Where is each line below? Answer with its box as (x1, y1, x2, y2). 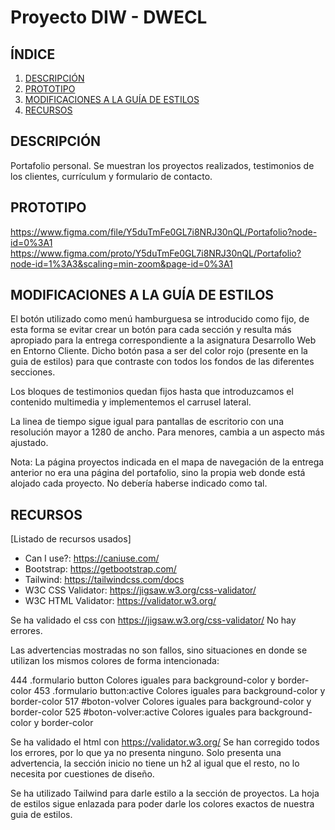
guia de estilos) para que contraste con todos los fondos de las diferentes (10, 356, 315, 368)
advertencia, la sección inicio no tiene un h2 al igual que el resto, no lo (10, 757, 300, 770)
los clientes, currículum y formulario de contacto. (10, 170, 213, 182)
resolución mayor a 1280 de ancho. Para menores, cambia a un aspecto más (10, 426, 325, 438)
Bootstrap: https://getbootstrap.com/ (24, 563, 177, 575)
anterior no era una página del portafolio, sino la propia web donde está (10, 467, 306, 479)
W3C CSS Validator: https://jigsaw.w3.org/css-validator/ (24, 584, 257, 596)
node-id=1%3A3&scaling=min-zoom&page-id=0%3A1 (10, 257, 233, 270)
